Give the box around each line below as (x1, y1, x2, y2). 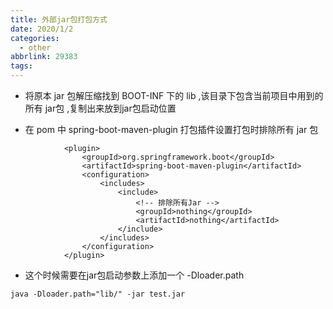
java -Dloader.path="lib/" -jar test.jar (10, 289, 186, 299)
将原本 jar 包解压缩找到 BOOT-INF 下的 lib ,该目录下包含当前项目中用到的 (24, 90, 324, 101)
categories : (10, 33, 60, 43)
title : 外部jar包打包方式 (10, 14, 108, 25)
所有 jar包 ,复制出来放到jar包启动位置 (24, 102, 177, 114)
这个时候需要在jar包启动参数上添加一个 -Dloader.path (24, 269, 245, 281)
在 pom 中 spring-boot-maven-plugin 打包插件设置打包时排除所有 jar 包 (24, 124, 319, 135)
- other (19, 42, 52, 53)
